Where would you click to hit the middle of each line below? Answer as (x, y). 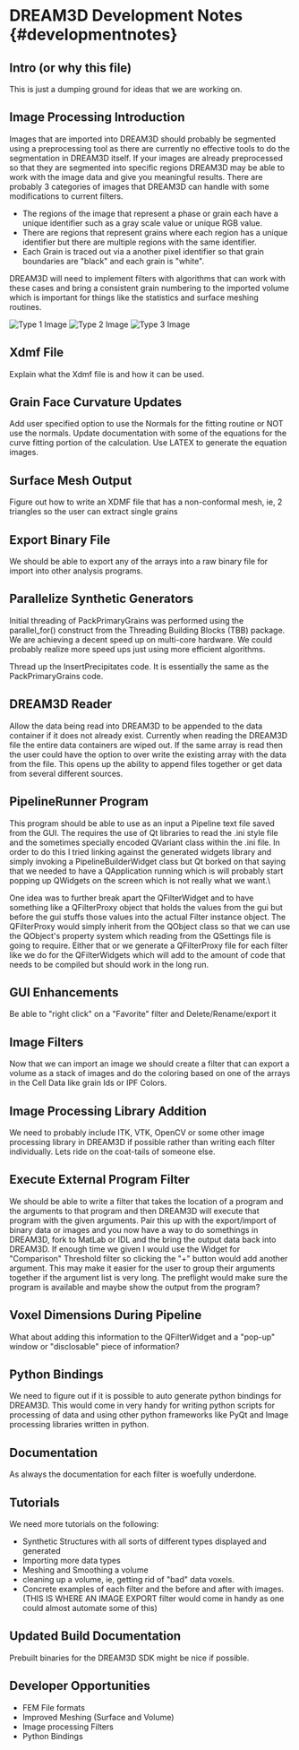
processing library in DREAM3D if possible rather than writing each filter (142, 1142)
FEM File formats (53, 1707)
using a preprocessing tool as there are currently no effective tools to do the (150, 148)
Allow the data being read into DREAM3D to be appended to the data (136, 726)
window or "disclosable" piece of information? (94, 1346)
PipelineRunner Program (79, 802)
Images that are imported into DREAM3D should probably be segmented (142, 139)
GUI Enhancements (64, 992)
